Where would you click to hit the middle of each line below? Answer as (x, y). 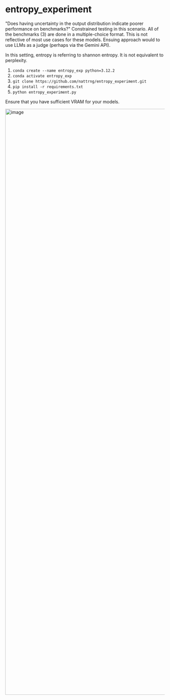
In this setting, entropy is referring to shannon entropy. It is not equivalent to (84, 55)
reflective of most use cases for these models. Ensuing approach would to (83, 40)
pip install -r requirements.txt (48, 87)
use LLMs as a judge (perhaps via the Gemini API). (58, 45)
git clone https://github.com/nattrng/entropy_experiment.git (79, 81)
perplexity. (16, 60)
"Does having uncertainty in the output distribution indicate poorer (74, 23)
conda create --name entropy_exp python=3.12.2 (63, 70)
